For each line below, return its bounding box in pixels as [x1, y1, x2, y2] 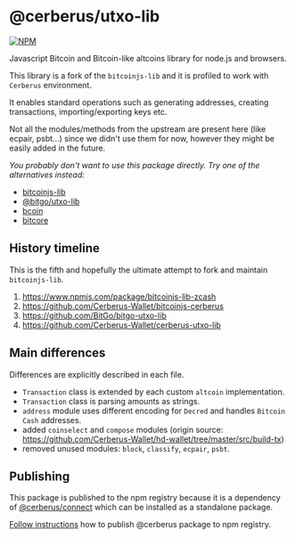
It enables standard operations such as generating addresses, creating [9, 96, 269, 108]
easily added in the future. [9, 143, 105, 153]
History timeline [9, 240, 101, 256]
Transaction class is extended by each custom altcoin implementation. [21, 386, 285, 397]
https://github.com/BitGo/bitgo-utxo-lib [21, 310, 167, 321]
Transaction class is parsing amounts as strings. [21, 395, 201, 406]
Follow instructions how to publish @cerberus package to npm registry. [9, 519, 272, 530]
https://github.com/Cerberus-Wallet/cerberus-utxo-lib [21, 319, 221, 330]
